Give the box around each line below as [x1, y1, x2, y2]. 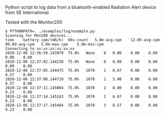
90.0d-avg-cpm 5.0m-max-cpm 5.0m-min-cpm [5, 42, 104, 47]
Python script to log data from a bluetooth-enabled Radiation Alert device [5, 4, 156, 10]
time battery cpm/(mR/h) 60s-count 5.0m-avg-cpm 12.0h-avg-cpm [5, 37, 160, 42]
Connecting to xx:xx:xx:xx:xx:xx [5, 46, 75, 51]
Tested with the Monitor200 [5, 19, 62, 25]
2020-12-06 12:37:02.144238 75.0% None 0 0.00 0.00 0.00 [5, 59, 157, 64]
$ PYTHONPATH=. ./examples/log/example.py [5, 29, 95, 34]
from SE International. [5, 9, 50, 15]
